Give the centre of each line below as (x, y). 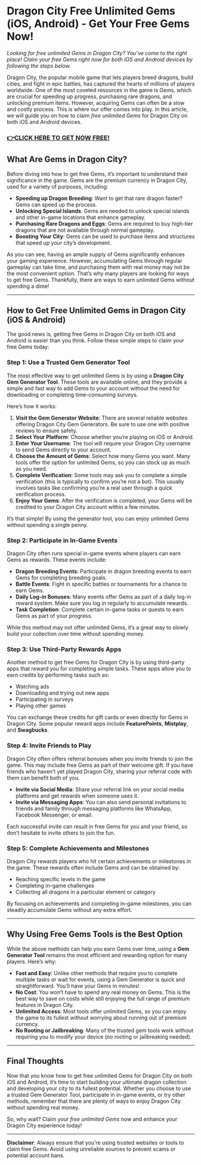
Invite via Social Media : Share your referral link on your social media (100, 789)
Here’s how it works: (32, 406)
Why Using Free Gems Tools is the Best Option (95, 934)
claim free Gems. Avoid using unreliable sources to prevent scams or (91, 1149)
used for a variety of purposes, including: (58, 186)
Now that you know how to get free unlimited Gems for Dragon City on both (100, 1075)
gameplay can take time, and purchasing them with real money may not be (98, 267)
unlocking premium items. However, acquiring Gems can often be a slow (96, 102)
